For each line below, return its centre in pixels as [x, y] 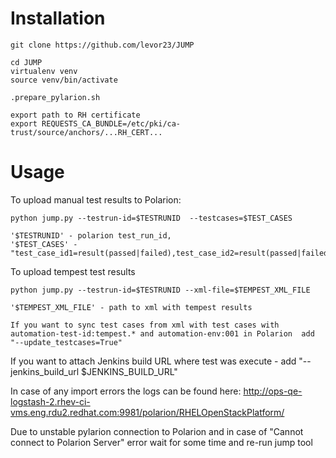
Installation [58, 18]
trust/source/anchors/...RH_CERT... [86, 132]
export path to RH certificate [75, 115]
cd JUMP [26, 62]
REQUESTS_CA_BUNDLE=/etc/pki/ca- [111, 123]
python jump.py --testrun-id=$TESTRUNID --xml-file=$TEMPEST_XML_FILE [160, 290]
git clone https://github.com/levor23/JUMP [102, 45]
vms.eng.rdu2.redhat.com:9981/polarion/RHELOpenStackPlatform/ [147, 412]
